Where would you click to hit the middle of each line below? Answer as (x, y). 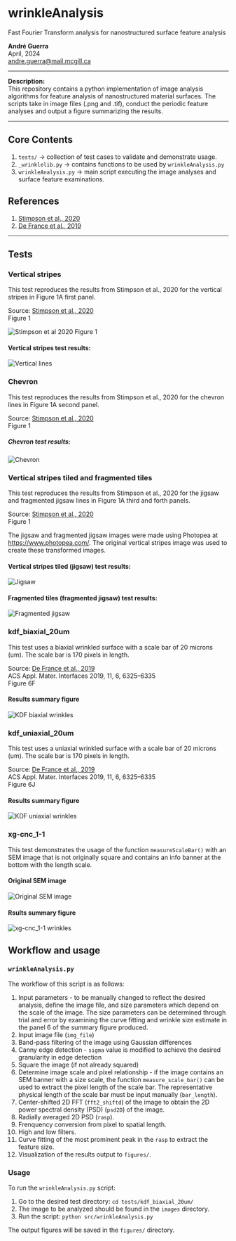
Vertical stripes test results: (49, 348)
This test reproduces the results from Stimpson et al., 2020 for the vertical (115, 290)
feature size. (36, 1147)
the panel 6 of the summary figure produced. (83, 1027)
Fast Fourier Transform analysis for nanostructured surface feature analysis (117, 32)
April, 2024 (24, 53)
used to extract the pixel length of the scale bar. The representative (115, 1087)
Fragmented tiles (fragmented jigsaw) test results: (83, 598)
